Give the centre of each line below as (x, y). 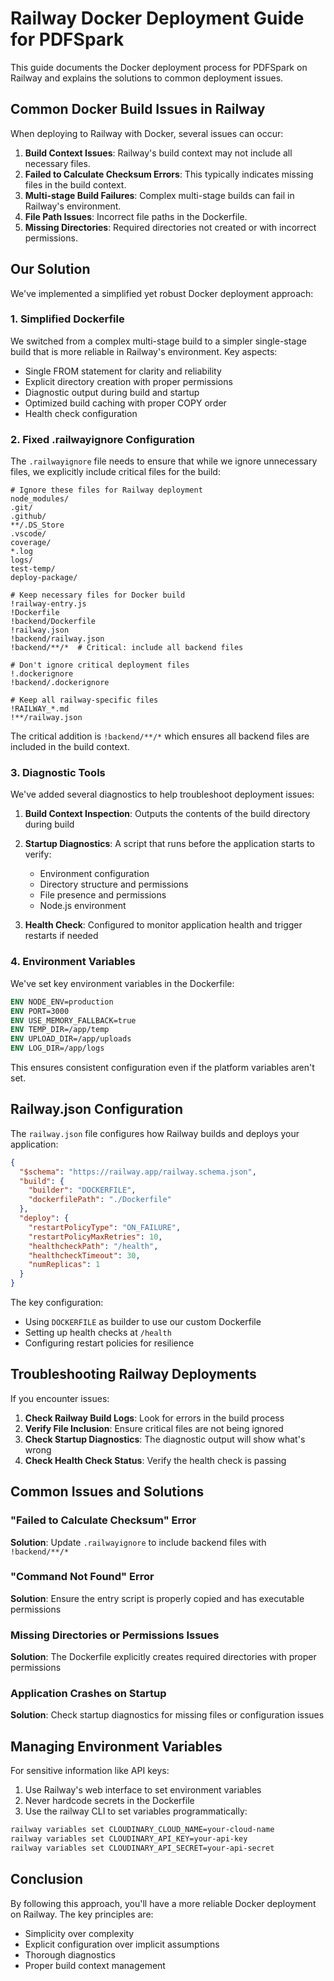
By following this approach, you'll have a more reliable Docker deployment (163, 1903)
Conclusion (47, 1879)
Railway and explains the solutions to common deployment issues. (147, 78)
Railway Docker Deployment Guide (157, 18)
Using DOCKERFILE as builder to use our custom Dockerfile (143, 1322)
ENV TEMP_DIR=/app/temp (60, 1030)
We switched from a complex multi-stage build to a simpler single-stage (158, 341)
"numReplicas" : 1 (64, 1265)
